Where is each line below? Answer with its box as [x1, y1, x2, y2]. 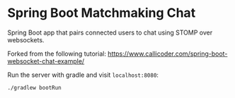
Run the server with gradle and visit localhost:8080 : [7, 71, 159, 79]
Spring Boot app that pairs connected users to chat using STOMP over [7, 28, 213, 37]
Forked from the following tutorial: [7, 49, 106, 58]
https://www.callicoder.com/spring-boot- [107, 49, 228, 58]
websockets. [7, 35, 45, 44]
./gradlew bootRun [7, 84, 62, 91]
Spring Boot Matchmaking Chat [7, 5, 196, 21]
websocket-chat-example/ [7, 56, 85, 65]
